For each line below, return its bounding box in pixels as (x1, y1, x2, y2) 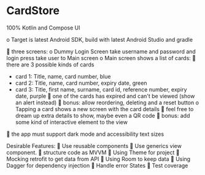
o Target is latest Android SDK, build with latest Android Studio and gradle (6, 36, 193, 43)
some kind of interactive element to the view (15, 118, 128, 126)
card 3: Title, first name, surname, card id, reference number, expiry (15, 85, 187, 93)
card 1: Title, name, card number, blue (15, 72, 111, 80)
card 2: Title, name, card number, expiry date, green (15, 79, 147, 87)
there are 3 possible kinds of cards (6, 61, 95, 68)
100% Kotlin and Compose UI (6, 24, 81, 31)
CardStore (6, 4, 60, 18)
